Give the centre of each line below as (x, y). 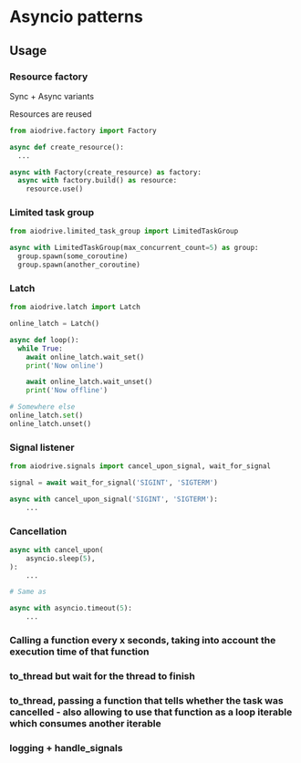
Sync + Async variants (52, 96)
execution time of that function (79, 652)
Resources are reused (51, 114)
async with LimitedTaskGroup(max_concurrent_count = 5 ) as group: (134, 248)
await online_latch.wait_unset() (89, 382)
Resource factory (49, 77)
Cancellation (38, 531)
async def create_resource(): (67, 147)
